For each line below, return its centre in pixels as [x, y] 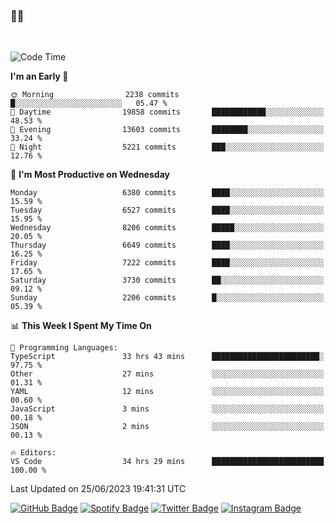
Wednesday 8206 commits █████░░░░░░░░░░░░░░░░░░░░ [167, 228]
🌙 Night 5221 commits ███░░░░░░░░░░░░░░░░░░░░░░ [167, 147]
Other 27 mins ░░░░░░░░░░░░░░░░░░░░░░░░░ [167, 374]
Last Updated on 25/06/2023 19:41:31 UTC [98, 489]
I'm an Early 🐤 [39, 76]
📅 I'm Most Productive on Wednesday [90, 175]
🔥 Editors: [33, 453]
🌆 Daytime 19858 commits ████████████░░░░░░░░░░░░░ [167, 112]
